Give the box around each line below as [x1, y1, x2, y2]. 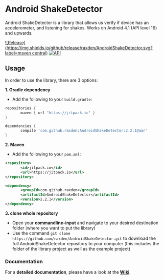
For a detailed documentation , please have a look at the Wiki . [5, 269, 131, 275]
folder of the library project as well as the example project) [12, 246, 131, 252]
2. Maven [5, 142, 24, 148]
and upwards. [5, 30, 33, 36]
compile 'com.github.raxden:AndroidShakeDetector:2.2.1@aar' [20, 128, 148, 133]
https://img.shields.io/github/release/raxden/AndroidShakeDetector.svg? [6, 45, 153, 51]
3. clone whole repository [5, 210, 58, 216]
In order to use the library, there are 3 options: [5, 77, 98, 83]
